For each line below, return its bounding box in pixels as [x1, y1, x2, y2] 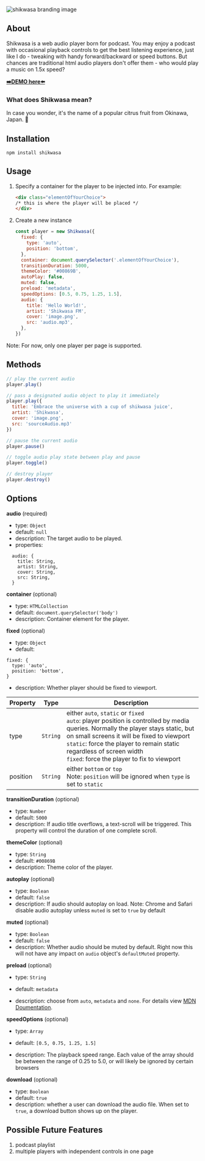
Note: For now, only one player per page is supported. [6, 342, 142, 349]
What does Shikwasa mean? [6, 95, 93, 104]
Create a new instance [15, 217, 72, 224]
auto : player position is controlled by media [66, 716, 190, 725]
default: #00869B [15, 857, 56, 864]
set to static [66, 780, 104, 788]
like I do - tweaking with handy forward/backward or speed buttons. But [6, 53, 187, 60]
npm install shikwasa [6, 150, 62, 156]
